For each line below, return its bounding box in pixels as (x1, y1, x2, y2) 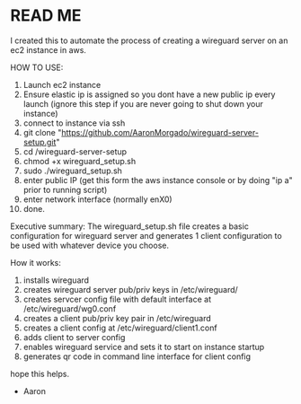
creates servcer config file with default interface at (22, 294, 212, 304)
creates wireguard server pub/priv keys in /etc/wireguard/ (22, 284, 239, 294)
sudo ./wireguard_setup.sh (22, 165, 122, 176)
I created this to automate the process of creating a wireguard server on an (10, 35, 288, 46)
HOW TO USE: (10, 62, 64, 73)
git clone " (22, 127, 62, 137)
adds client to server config (22, 331, 126, 342)
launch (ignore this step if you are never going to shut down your (22, 98, 263, 109)
